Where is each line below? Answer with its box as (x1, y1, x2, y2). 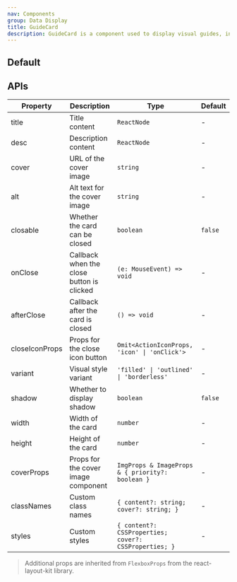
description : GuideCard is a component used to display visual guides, (7, 30, 222, 37)
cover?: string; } (117, 506, 179, 513)
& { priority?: (117, 468, 168, 477)
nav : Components (7, 10, 55, 18)
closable (11, 226, 39, 235)
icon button (69, 353, 107, 363)
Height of (69, 434, 101, 444)
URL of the (69, 153, 105, 163)
